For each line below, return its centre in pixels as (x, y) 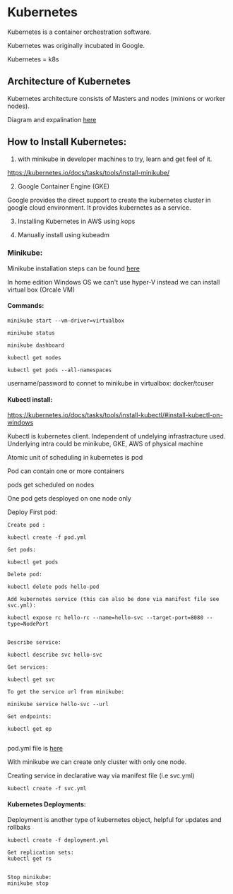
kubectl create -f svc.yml (47, 789)
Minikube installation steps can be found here (73, 268)
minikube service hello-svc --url (58, 704)
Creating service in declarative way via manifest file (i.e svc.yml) (101, 776)
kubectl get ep (30, 729)
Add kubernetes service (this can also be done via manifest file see (113, 600)
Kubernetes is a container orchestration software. (79, 32)
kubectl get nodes (34, 358)
